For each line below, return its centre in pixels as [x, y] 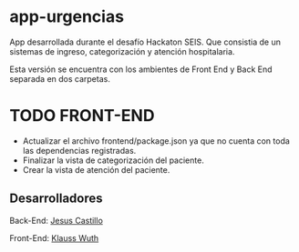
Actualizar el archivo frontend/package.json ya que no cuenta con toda [156, 141]
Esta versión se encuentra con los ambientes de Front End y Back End [141, 69]
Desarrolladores [56, 199]
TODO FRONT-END [82, 116]
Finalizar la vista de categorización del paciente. [113, 160]
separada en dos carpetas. [60, 78]
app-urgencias [67, 17]
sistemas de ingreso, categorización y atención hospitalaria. [122, 51]
